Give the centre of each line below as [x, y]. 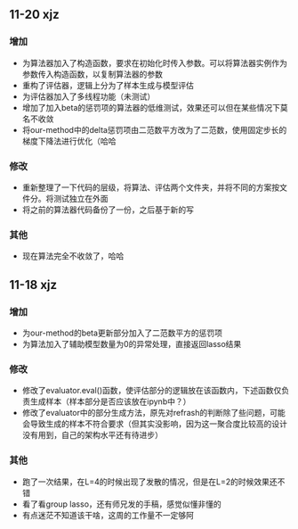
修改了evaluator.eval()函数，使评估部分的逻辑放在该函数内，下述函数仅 [152, 391]
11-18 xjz [33, 285]
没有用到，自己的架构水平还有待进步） [92, 435]
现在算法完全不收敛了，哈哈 [73, 256]
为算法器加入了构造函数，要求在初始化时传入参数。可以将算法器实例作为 [154, 62]
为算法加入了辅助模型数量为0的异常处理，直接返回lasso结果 [132, 343]
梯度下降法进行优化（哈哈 [69, 141]
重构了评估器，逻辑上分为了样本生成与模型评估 [108, 85]
